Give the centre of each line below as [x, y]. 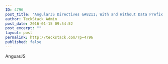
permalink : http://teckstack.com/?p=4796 [49, 38]
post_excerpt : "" [23, 28]
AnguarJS [16, 56]
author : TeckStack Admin [31, 19]
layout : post [19, 33]
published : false [23, 42]
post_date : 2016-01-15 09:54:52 [39, 24]
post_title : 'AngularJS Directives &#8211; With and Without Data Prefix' [85, 14]
